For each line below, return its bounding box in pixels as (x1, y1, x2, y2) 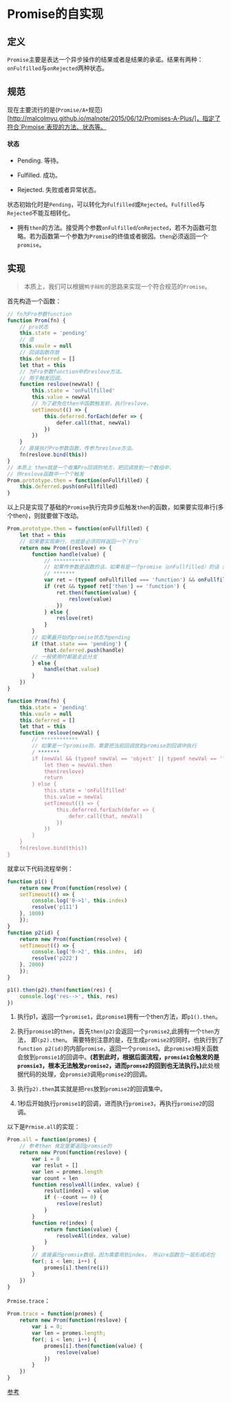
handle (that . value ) (43, 666, 100, 673)
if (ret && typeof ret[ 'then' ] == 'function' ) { (43, 583, 186, 590)
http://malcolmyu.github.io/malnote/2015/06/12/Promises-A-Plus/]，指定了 (9, 114, 221, 122)
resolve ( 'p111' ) (32, 904, 78, 911)
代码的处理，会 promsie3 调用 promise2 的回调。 (23, 1070, 151, 1079)
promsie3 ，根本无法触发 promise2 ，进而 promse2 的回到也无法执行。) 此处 (16, 1061, 214, 1070)
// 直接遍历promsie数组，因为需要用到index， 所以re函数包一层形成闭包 (32, 1251, 215, 1259)
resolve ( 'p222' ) (32, 955, 78, 962)
